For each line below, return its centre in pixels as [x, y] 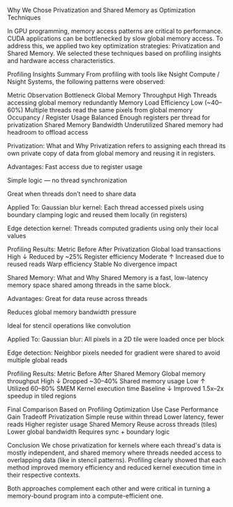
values [17, 236]
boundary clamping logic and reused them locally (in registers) [97, 215]
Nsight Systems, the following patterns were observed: [86, 82]
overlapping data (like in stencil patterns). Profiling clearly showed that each [116, 460]
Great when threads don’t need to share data [72, 194]
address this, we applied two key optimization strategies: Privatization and [114, 46]
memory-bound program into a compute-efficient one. [85, 496]
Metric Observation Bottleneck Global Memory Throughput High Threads [112, 95]
